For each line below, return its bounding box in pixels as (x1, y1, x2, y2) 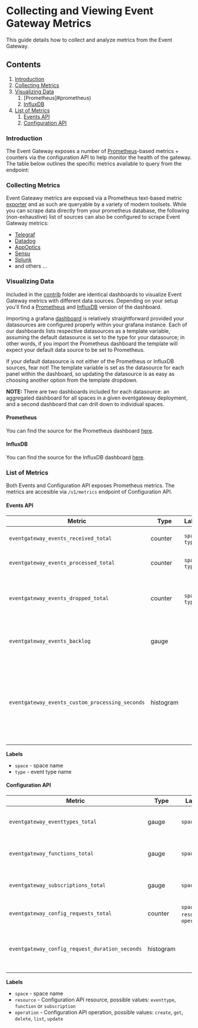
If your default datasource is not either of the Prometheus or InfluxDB (6, 358, 174, 365)
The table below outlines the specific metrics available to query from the (6, 160, 182, 167)
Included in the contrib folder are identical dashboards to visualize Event (6, 291, 182, 298)
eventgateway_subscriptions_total (9, 882, 106, 888)
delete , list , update (14, 1015, 64, 1022)
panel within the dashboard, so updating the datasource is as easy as (6, 370, 175, 377)
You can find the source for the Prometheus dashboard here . (6, 427, 154, 434)
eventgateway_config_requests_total (9, 910, 112, 917)
